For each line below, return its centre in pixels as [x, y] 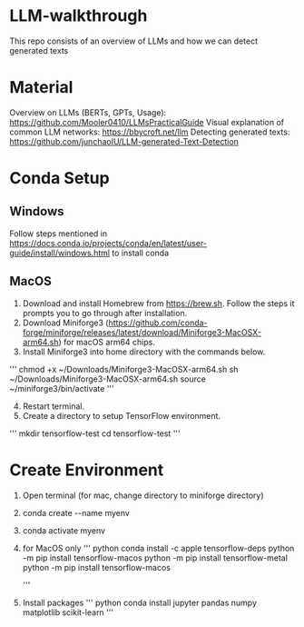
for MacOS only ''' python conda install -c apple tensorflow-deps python [158, 548]
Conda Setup [60, 179]
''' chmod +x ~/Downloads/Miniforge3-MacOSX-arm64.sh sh [124, 369]
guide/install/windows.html [60, 253]
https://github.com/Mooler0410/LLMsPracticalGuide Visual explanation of [147, 122]
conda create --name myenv [76, 513]
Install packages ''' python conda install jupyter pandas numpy [139, 602]
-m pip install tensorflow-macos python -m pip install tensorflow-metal [155, 557]
